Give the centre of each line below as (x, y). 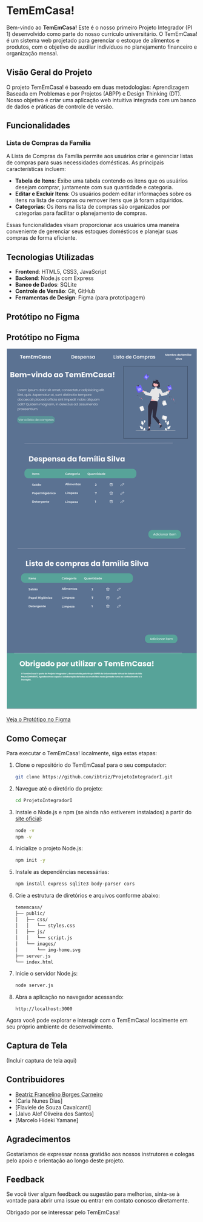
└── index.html (34, 962)
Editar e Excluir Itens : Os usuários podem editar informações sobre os (103, 194)
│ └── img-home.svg (48, 950)
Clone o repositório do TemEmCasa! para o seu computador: (91, 765)
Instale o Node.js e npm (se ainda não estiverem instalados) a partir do (103, 812)
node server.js (34, 986)
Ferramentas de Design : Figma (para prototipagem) (80, 298)
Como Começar (36, 738)
